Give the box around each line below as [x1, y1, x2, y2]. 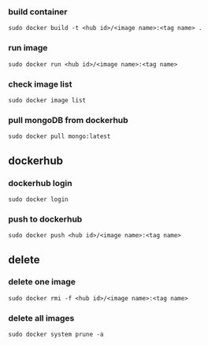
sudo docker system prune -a [8, 330, 104, 339]
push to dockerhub [8, 214, 83, 225]
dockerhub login [8, 177, 72, 188]
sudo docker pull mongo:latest [8, 132, 111, 140]
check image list [8, 78, 72, 89]
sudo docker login [8, 195, 69, 203]
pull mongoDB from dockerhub [8, 114, 128, 125]
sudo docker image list [8, 96, 87, 104]
